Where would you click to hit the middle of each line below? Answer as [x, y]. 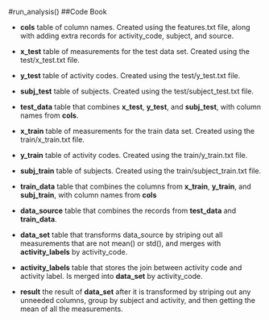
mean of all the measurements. [71, 309]
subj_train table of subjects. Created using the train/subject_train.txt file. [141, 171]
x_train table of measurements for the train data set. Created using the [137, 131]
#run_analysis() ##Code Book [58, 12]
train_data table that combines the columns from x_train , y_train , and [135, 186]
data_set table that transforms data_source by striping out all [121, 235]
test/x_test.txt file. [50, 60]
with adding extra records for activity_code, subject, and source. [127, 36]
